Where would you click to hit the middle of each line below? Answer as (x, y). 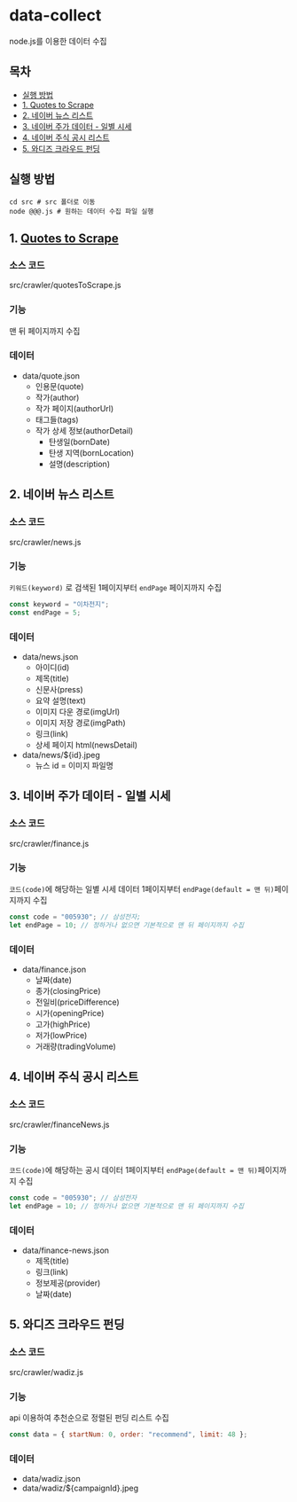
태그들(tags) (57, 419)
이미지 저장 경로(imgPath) (80, 723)
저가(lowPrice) (61, 1035)
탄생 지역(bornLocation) (91, 452)
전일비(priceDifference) (77, 1002)
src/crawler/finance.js (49, 843)
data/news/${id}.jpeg (61, 755)
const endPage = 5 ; (45, 613)
